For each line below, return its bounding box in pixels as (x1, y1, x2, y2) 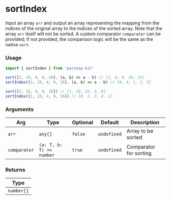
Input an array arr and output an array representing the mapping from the (5, 20, 160, 26)
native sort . (5, 41, 30, 47)
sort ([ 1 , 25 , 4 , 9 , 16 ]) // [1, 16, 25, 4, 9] (5, 89, 106, 94)
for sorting (126, 150, 152, 157)
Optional (72, 119, 93, 126)
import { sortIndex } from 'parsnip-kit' (5, 66, 95, 71)
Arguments (5, 105, 34, 112)
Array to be (126, 127, 154, 134)
